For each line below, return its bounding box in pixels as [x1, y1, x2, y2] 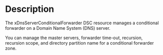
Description [5, 3, 54, 15]
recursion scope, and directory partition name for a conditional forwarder [5, 40, 154, 46]
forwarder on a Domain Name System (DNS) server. [5, 25, 111, 31]
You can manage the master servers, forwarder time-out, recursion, [5, 35, 143, 41]
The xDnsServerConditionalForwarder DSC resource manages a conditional [5, 20, 159, 26]
